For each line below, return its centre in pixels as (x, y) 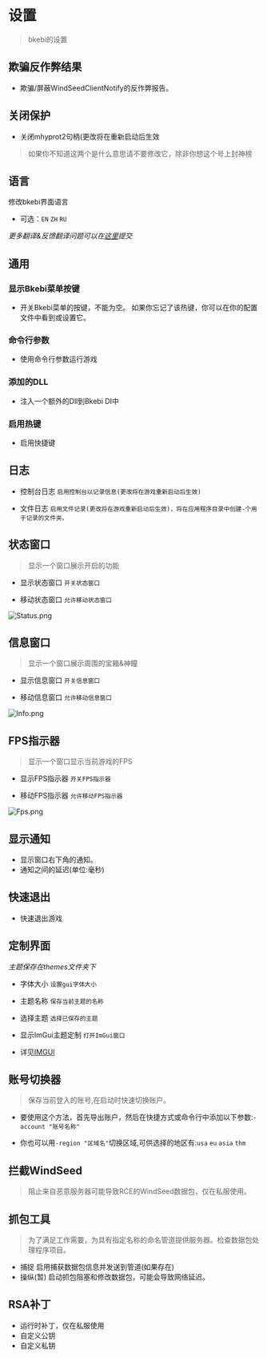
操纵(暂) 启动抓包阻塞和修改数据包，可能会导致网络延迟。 (114, 1277)
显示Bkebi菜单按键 (44, 289)
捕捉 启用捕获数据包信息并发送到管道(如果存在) (97, 1267)
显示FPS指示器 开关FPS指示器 (65, 778)
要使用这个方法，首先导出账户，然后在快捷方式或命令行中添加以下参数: (136, 1118)
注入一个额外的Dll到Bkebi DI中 (70, 401)
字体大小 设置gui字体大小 (58, 984)
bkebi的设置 (48, 39)
